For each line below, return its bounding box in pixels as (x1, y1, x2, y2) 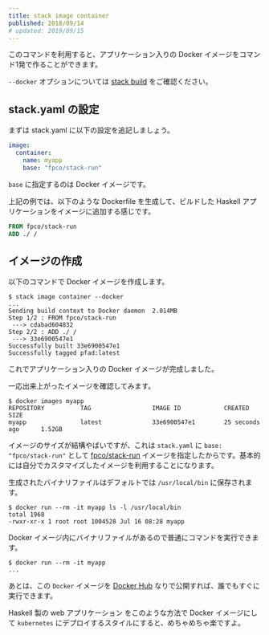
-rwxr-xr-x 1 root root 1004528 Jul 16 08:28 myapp (8, 518, 185, 526)
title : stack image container (8, 11, 110, 20)
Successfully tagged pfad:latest (8, 349, 120, 357)
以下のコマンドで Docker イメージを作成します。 (8, 277, 169, 287)
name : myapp (22, 156, 63, 165)
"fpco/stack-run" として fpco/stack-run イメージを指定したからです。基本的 (8, 450, 261, 460)
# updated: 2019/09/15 (8, 26, 84, 35)
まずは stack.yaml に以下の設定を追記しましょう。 (8, 125, 174, 135)
